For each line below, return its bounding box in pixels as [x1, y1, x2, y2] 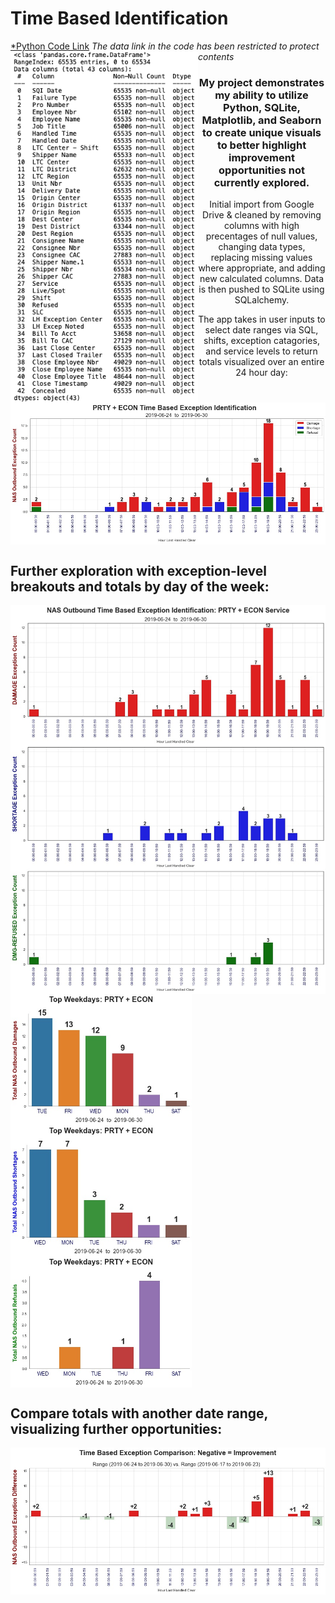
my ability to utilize [214, 88, 309, 102]
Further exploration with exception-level [10, 562, 268, 579]
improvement [228, 150, 295, 164]
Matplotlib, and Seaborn [201, 113, 322, 127]
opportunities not [218, 163, 305, 177]
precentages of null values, [205, 230, 318, 242]
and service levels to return [205, 345, 318, 357]
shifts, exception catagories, [203, 335, 320, 347]
